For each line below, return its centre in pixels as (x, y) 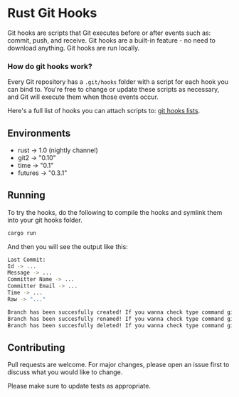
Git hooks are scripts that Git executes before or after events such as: (109, 33)
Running (27, 195)
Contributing (36, 348)
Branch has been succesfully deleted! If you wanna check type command (116, 325)
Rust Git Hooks (52, 13)
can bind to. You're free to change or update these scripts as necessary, (113, 90)
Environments (39, 133)
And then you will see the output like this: (68, 246)
